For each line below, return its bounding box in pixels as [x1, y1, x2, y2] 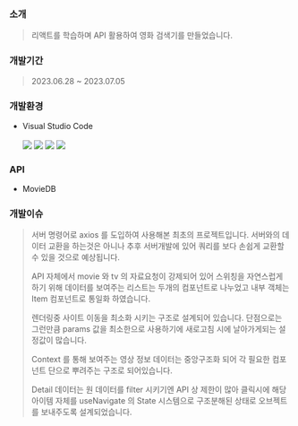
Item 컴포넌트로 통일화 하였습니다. [30, 293, 150, 304]
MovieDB [21, 184, 56, 195]
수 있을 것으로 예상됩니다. [30, 252, 121, 263]
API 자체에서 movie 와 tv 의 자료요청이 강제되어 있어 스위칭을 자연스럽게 [30, 271, 284, 282]
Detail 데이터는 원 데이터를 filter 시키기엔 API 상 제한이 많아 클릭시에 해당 [30, 384, 287, 396]
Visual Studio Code [21, 120, 94, 131]
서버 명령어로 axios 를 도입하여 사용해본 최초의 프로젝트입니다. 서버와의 [30, 230, 280, 240]
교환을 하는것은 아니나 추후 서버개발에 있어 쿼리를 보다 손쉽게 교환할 [47, 240, 285, 252]
